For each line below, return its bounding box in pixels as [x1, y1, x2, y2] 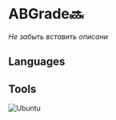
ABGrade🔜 [8, 5, 84, 23]
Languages [8, 55, 66, 69]
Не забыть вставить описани [8, 31, 108, 41]
